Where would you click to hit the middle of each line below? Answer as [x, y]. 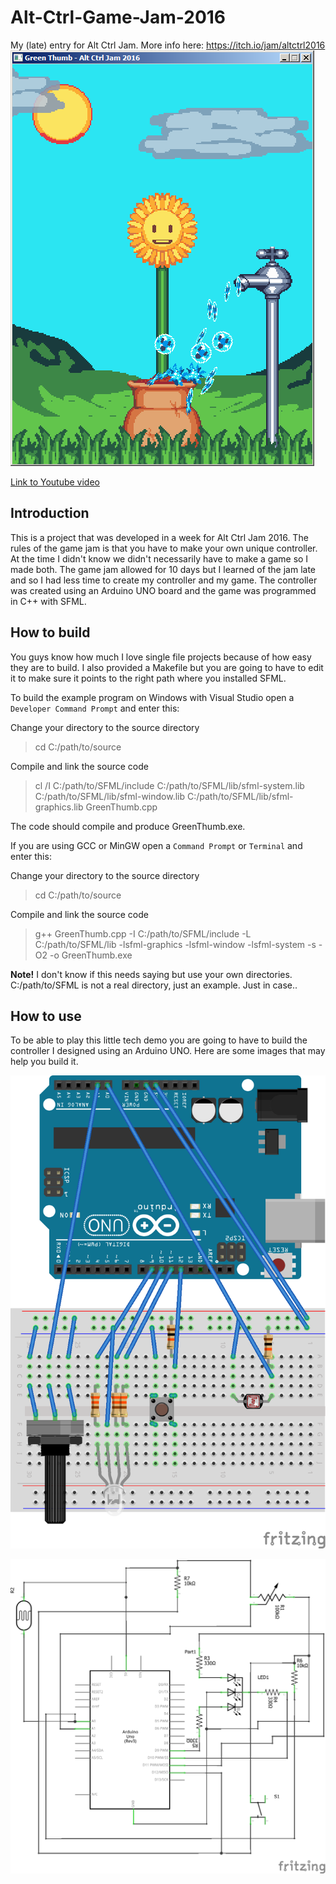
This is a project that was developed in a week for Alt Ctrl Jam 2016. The [159, 537]
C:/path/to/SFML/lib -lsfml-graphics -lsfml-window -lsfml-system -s [175, 944]
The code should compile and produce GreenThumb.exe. [128, 826]
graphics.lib [59, 807]
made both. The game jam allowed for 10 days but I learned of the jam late [163, 569]
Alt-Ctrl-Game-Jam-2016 [118, 17]
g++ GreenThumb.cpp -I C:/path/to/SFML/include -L [143, 933]
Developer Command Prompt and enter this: [95, 708]
